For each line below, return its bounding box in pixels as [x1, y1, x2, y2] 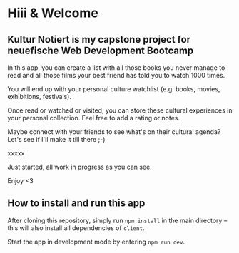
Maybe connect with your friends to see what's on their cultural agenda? [7, 128, 221, 136]
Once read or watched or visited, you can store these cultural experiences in [7, 106, 233, 115]
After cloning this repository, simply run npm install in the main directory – [7, 216, 228, 224]
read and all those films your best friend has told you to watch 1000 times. [7, 71, 225, 79]
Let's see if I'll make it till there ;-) [7, 135, 106, 143]
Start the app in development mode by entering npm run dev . [7, 237, 185, 246]
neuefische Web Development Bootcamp [7, 44, 194, 56]
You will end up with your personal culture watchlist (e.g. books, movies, [7, 85, 220, 93]
